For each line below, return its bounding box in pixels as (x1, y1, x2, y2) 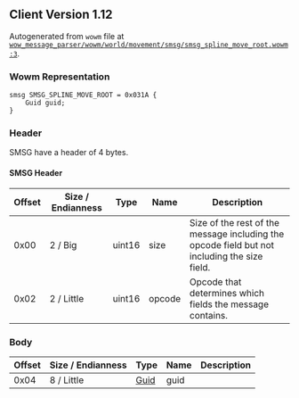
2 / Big (49, 238, 77, 251)
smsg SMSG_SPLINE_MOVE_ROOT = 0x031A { (9, 91, 158, 100)
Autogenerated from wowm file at (9, 30, 125, 41)
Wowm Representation (9, 70, 110, 83)
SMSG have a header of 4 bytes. (9, 147, 129, 158)
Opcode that (190, 276, 242, 288)
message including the (190, 228, 285, 240)
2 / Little (49, 292, 85, 304)
